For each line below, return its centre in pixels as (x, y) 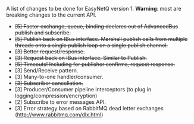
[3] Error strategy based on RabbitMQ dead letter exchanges (89, 108)
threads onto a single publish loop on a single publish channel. (91, 45)
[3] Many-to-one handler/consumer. (59, 77)
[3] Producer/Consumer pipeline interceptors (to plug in (83, 89)
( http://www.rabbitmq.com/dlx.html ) (59, 115)
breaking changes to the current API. (51, 15)
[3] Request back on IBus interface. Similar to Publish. (81, 58)
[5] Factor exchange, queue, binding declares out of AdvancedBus (96, 26)
